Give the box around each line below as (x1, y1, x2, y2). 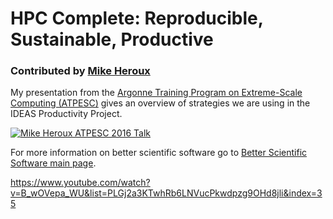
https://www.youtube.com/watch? (10, 177, 151, 189)
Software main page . (10, 157, 97, 169)
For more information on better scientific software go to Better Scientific (10, 147, 308, 159)
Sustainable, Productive (10, 28, 214, 51)
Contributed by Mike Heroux (10, 64, 151, 78)
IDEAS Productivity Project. (10, 108, 123, 120)
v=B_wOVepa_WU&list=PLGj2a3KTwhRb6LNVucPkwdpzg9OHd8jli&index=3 (10, 187, 323, 199)
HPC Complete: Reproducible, (10, 7, 264, 30)
